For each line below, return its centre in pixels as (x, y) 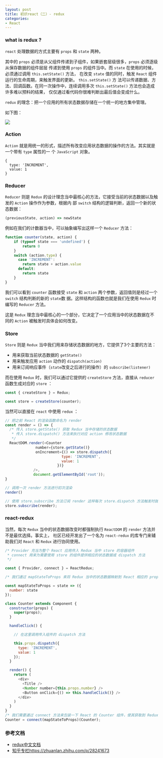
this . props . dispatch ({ (37, 643)
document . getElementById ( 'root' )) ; (69, 475)
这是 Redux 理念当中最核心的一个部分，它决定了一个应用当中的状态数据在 (78, 314)
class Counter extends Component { (41, 604)
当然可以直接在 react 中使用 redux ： (42, 411)
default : (27, 269)
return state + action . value (52, 264)
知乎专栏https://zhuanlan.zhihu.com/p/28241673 (61, 751)
